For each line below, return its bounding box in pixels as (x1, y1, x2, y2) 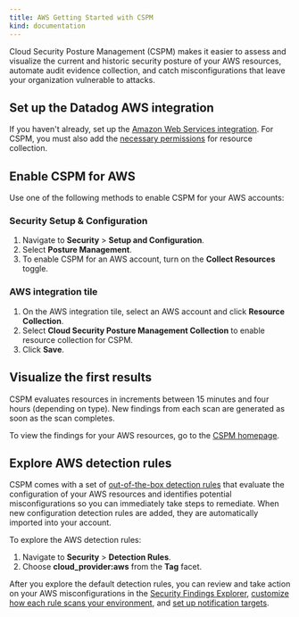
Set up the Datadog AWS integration (9, 100, 214, 115)
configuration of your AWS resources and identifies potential (9, 488, 232, 500)
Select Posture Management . (21, 245, 132, 255)
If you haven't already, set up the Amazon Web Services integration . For (9, 124, 274, 135)
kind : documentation (9, 21, 87, 30)
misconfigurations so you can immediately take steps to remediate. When (9, 498, 279, 509)
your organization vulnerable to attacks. (9, 74, 156, 85)
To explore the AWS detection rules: (9, 535, 142, 546)
